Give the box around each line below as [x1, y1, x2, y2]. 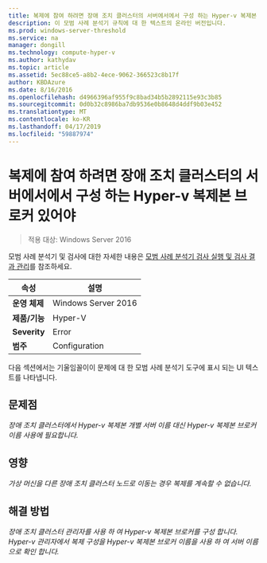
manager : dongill [8, 41, 66, 49]
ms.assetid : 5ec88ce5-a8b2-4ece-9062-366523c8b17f [8, 71, 180, 79]
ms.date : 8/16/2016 [8, 85, 73, 94]
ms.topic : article [8, 64, 69, 72]
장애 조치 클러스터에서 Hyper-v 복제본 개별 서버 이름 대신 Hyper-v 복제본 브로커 [8, 420, 257, 430]
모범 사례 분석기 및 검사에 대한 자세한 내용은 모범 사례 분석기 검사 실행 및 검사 [8, 252, 248, 261]
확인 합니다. [22, 547, 60, 556]
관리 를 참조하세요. [16, 261, 72, 271]
